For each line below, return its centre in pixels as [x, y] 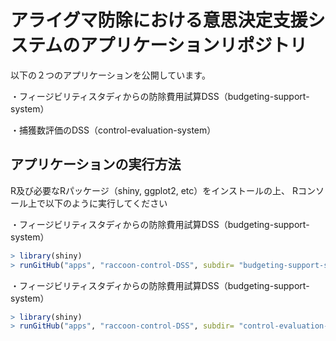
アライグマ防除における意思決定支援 [159, 20]
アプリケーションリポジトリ [193, 45]
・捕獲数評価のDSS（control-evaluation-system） [113, 130]
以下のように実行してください [106, 203]
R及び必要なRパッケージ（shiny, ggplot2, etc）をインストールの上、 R [154, 190]
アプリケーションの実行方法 [96, 164]
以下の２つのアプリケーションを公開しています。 [110, 75]
